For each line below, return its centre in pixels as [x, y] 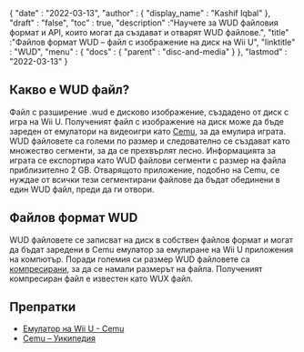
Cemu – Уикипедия [59, 338]
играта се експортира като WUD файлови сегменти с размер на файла [148, 160]
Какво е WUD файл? [70, 90]
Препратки [43, 307]
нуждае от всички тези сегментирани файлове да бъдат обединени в [145, 179]
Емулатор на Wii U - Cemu [73, 329]
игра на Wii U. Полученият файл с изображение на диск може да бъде [147, 121]
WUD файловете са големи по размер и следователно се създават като [150, 141]
